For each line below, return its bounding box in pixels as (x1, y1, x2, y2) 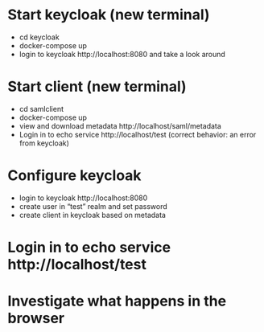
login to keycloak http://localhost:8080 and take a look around (19, 49, 226, 59)
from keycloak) (19, 138, 70, 148)
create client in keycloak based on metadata (19, 210, 167, 219)
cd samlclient (19, 104, 64, 113)
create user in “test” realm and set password (19, 201, 168, 211)
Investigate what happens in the (7, 292, 227, 310)
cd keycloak (19, 32, 60, 42)
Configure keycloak (7, 166, 142, 185)
